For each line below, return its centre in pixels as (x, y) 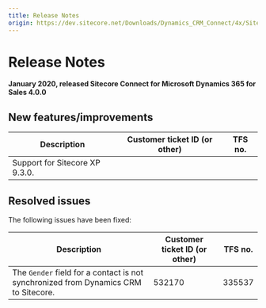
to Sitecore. (34, 292)
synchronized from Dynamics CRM (77, 283)
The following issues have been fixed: (70, 220)
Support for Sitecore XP (56, 163)
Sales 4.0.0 (27, 93)
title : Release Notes (44, 15)
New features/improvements (81, 117)
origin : (21, 23)
